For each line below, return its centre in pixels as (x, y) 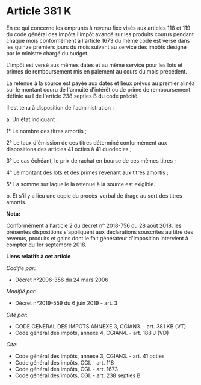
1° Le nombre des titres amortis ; (47, 131)
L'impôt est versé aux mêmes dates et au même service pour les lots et (94, 65)
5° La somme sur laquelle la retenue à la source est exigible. (81, 184)
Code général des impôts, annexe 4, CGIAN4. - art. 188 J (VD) (92, 333)
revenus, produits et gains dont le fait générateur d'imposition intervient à (97, 238)
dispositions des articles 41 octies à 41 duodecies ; (69, 149)
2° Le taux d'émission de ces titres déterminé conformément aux (87, 142)
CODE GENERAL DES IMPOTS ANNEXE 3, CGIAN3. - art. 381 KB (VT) (100, 326)
